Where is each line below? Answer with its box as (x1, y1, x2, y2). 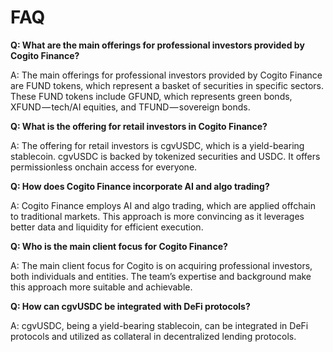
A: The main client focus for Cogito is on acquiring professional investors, (10, 259, 313, 271)
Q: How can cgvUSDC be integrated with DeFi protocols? (10, 300, 251, 312)
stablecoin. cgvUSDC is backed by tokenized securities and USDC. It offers (10, 150, 321, 162)
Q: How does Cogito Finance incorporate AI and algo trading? (10, 180, 270, 192)
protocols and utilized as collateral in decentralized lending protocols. (10, 330, 297, 342)
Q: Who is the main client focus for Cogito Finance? (10, 240, 228, 252)
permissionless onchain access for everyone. (10, 161, 198, 173)
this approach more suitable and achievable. (10, 281, 193, 293)
